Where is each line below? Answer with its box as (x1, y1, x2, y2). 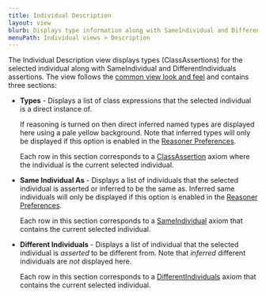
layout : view (8, 19, 51, 27)
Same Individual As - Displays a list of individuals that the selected (19, 176, 239, 185)
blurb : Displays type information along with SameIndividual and (8, 26, 228, 34)
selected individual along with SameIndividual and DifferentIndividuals (8, 64, 237, 74)
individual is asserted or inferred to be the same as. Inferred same (19, 184, 235, 194)
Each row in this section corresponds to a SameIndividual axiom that (19, 216, 243, 226)
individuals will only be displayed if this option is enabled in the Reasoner (19, 192, 258, 202)
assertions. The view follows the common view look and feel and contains (8, 72, 249, 82)
